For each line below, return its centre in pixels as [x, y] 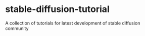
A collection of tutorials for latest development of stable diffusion [73, 23]
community [17, 28]
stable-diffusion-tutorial [57, 9]
